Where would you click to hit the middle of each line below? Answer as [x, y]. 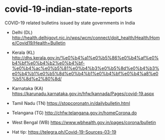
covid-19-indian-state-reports [69, 9]
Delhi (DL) [22, 32]
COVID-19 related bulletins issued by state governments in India [70, 23]
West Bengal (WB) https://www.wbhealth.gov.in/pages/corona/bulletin [84, 122]
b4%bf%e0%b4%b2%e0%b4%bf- [48, 63]
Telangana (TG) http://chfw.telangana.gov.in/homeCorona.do [74, 113]
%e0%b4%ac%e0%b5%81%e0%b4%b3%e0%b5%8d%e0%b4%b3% [85, 68]
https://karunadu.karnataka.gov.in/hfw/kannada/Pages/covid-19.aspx [83, 93]
